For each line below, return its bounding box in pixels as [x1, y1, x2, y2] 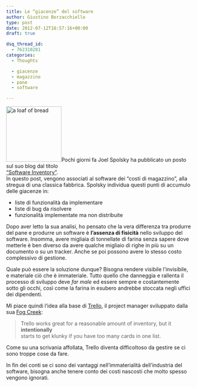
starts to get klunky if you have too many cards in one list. [20, 333, 161, 340]
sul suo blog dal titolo [6, 163, 58, 170]
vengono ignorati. [6, 374, 49, 381]
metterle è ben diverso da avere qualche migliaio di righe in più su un [6, 242, 174, 249]
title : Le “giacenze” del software [6, 8, 94, 15]
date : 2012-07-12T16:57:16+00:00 [6, 25, 88, 31]
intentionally [20, 326, 52, 333]
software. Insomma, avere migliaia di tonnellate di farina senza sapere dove [6, 235, 189, 242]
